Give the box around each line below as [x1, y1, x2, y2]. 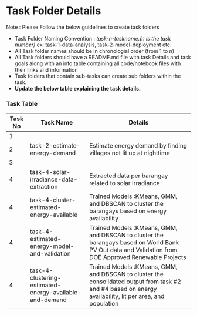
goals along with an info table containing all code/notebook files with [14, 60, 181, 67]
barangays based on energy [89, 207, 167, 215]
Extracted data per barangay [89, 172, 168, 180]
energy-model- [30, 242, 74, 250]
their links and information [14, 66, 78, 73]
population [89, 300, 119, 308]
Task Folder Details [6, 4, 101, 18]
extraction [30, 183, 58, 191]
